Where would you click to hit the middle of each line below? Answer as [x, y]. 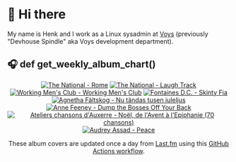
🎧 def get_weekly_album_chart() [82, 64]
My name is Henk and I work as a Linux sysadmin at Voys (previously [108, 34]
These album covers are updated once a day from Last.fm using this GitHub [119, 143]
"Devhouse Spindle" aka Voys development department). [90, 41]
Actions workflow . [119, 151]
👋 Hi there [36, 14]
